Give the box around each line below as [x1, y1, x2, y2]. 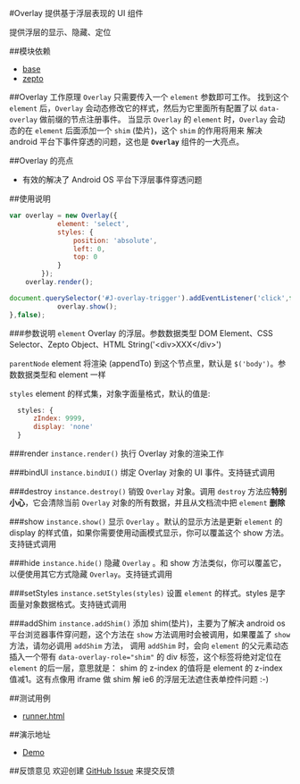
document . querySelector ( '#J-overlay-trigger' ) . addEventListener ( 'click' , [9, 293, 290, 302]
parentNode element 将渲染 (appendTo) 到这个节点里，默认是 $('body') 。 [9, 358, 279, 368]
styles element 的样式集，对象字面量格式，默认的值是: [9, 388, 211, 399]
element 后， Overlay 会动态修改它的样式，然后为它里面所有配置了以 [9, 103, 258, 114]
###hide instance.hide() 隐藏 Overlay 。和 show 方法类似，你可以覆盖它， [9, 558, 287, 568]
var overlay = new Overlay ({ [9, 211, 118, 220]
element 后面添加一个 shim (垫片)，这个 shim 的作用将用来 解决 [34, 125, 263, 136]
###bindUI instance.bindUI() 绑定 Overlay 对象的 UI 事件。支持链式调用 [9, 468, 275, 477]
